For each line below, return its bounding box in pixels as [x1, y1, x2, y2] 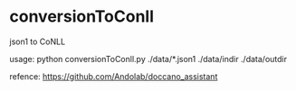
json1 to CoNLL [9, 36, 66, 47]
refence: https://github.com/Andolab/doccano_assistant [9, 70, 218, 82]
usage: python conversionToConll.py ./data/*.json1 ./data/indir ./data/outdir [9, 53, 288, 64]
